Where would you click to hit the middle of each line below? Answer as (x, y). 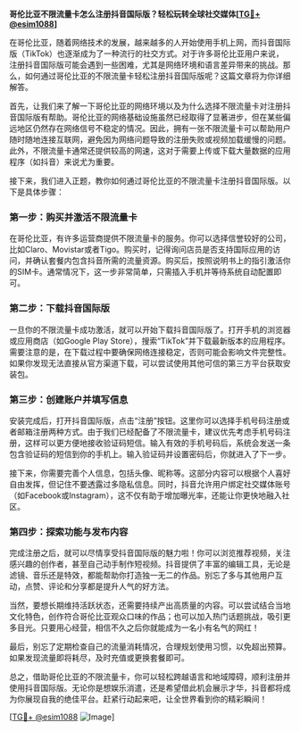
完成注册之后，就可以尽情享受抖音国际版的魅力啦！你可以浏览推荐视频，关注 (150, 553)
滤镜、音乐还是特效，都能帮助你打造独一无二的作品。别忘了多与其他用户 (142, 576)
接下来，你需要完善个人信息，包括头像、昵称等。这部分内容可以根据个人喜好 (150, 473)
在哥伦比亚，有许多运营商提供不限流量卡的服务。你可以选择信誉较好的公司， (150, 238)
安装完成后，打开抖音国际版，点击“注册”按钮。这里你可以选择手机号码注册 (146, 420)
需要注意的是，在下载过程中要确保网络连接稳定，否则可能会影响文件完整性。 (150, 352)
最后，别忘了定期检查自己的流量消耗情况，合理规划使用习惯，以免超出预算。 (150, 647)
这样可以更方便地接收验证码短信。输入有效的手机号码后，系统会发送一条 (158, 443)
